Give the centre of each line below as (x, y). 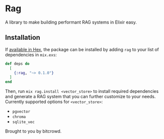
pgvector (21, 112)
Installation (23, 38)
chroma (19, 117)
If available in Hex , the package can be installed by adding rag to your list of (82, 49)
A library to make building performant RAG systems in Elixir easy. (71, 22)
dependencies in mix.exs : (31, 55)
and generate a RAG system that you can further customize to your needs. (81, 97)
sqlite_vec (23, 122)
